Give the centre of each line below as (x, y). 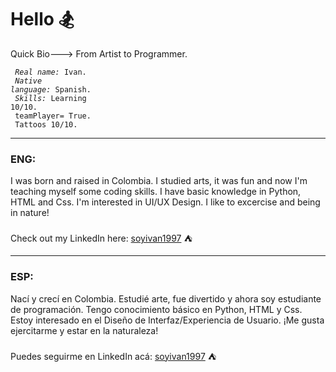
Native (28, 81)
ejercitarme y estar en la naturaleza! (84, 330)
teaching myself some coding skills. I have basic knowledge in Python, (156, 192)
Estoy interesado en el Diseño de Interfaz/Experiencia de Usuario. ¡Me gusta (167, 320)
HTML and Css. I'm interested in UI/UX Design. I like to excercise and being (165, 202)
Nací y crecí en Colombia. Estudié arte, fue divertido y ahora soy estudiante (166, 298)
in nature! (30, 213)
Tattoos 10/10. (46, 124)
